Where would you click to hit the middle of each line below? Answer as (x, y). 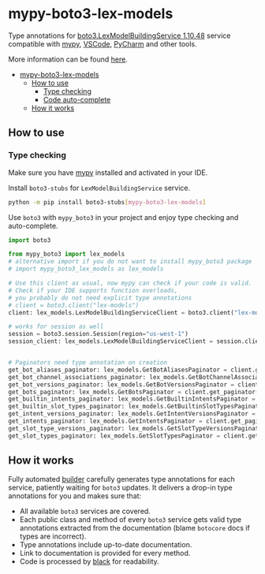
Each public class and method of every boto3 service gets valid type (131, 520)
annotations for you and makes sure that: (75, 496)
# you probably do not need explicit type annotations (100, 298)
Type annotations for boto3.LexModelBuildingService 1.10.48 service (119, 35)
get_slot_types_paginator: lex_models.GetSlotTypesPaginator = (114, 436)
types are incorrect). (53, 536)
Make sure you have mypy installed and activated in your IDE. (108, 172)
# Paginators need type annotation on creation (88, 363)
